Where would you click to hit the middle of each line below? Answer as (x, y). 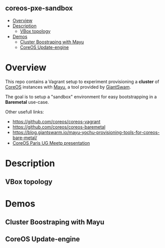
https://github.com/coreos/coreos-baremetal (59, 127)
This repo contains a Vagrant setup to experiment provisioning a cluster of (82, 81)
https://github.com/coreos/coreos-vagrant (56, 121)
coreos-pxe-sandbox (39, 8)
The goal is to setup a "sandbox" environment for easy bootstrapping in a (81, 97)
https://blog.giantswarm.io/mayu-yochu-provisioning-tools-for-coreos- (86, 132)
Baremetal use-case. (27, 102)
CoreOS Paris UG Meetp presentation (51, 143)
